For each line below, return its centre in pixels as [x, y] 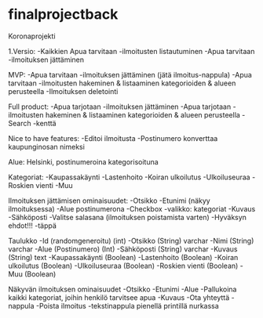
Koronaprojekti [32, 36]
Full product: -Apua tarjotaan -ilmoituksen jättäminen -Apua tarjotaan [120, 107]
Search [20, 123]
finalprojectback [63, 14]
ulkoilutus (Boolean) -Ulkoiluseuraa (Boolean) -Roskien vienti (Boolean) [123, 266]
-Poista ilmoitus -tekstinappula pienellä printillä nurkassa [128, 305]
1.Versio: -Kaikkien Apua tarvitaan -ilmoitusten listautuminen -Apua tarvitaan [131, 51]
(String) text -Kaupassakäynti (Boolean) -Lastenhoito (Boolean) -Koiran [123, 257]
